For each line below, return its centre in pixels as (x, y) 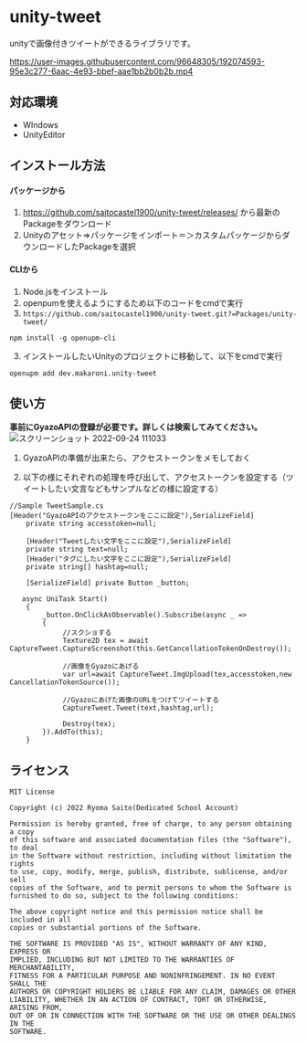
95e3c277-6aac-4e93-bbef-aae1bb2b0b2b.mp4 (101, 71)
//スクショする (87, 633)
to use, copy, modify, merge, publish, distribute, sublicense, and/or (148, 872)
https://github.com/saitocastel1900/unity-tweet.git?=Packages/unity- (160, 314)
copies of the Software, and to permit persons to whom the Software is (151, 888)
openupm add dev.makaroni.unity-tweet (83, 373)
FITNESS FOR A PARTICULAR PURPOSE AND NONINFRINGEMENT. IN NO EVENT (142, 976)
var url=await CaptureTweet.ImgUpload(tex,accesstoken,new (177, 675)
